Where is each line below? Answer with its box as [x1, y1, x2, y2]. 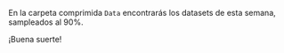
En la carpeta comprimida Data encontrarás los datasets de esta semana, [8, 8, 277, 18]
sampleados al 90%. [8, 17, 84, 27]
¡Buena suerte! [8, 34, 62, 44]
